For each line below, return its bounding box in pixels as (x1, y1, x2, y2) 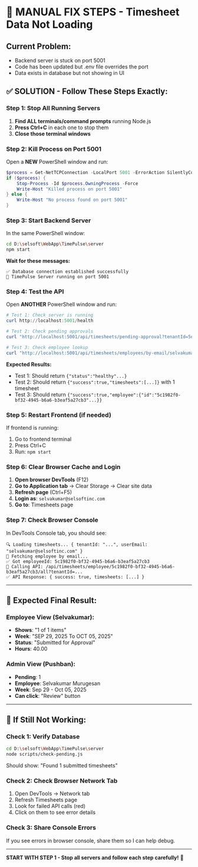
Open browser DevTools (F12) (14, 476, 89, 483)
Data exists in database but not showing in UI (14, 70, 125, 76)
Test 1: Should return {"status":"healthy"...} (14, 372, 127, 379)
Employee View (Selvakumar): (6, 613, 94, 621)
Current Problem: (6, 41, 71, 51)
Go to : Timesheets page (14, 501, 74, 509)
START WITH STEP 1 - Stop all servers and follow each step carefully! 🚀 (6, 854, 184, 861)
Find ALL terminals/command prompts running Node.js (14, 117, 151, 124)
